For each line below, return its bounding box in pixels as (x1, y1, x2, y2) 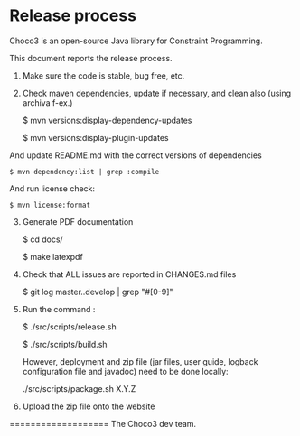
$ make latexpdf (22, 251, 83, 262)
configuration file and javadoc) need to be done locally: (22, 366, 229, 376)
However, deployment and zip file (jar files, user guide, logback (22, 356, 258, 366)
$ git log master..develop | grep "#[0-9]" (22, 286, 173, 297)
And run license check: (9, 182, 96, 194)
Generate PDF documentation (22, 216, 134, 227)
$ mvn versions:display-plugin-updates (22, 132, 169, 143)
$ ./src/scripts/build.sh (22, 339, 108, 349)
